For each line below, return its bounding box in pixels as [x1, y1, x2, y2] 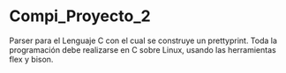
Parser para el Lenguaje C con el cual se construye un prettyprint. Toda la [9, 35, 278, 46]
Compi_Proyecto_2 [9, 6, 152, 26]
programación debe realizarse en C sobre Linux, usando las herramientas [9, 44, 276, 55]
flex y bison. [9, 54, 54, 64]
